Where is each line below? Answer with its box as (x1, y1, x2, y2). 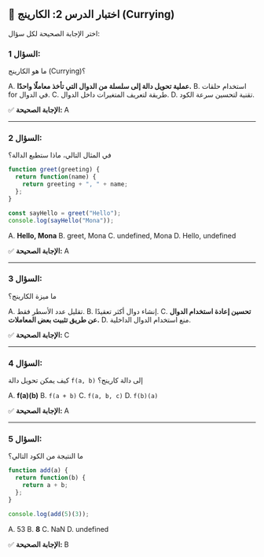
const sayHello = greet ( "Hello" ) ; (8, 209, 122, 217)
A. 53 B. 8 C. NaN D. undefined (8, 524, 109, 533)
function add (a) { (8, 467, 68, 474)
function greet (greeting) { (8, 166, 101, 174)
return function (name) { (15, 173, 97, 181)
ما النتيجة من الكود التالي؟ (8, 452, 84, 461)
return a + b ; (22, 481, 68, 489)
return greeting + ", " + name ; (22, 180, 128, 189)
